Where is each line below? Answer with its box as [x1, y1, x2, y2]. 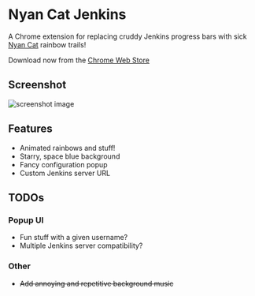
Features [8, 122, 53, 136]
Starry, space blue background [19, 152, 120, 161]
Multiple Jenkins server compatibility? [19, 241, 143, 250]
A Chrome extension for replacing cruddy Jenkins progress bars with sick [8, 32, 247, 41]
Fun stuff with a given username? [19, 233, 128, 242]
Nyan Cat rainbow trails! [8, 39, 87, 49]
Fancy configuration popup [19, 159, 108, 169]
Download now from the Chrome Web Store [8, 55, 150, 65]
